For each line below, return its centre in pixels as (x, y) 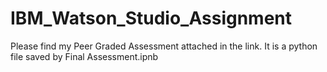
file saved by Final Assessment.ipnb (84, 56)
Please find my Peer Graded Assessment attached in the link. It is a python (164, 46)
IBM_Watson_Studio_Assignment (151, 18)
